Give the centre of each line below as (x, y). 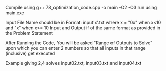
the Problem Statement (29, 33)
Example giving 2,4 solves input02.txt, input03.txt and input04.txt (73, 63)
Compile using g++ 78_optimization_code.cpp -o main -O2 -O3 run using (81, 7)
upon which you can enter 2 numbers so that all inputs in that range (75, 48)
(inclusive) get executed (30, 53)
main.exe (15, 13)
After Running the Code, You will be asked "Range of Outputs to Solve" (79, 43)
